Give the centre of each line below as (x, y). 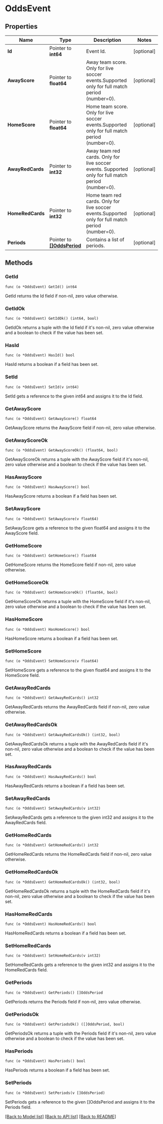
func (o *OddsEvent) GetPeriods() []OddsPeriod (54, 993)
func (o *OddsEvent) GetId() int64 (41, 287)
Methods (19, 263)
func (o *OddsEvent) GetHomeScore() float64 (51, 556)
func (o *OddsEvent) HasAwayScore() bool (48, 487)
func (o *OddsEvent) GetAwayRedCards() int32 (52, 698)
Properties (21, 26)
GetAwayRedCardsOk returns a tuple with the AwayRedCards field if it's (77, 744)
